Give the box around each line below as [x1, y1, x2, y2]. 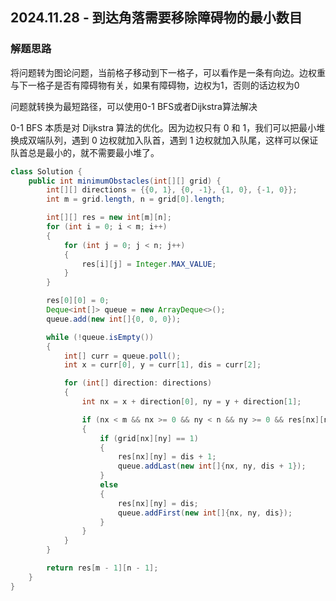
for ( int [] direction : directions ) [63, 378, 213, 388]
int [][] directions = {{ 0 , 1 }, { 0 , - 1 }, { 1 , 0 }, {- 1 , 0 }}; [46, 185, 298, 195]
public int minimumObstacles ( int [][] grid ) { [28, 176, 222, 186]
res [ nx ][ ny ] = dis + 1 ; [117, 452, 217, 462]
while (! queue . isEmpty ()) [46, 332, 155, 342]
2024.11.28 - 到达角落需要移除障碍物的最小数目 [10, 9, 303, 27]
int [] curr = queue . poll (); [63, 351, 182, 361]
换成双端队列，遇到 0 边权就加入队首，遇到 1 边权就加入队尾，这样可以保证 [10, 134, 319, 146]
